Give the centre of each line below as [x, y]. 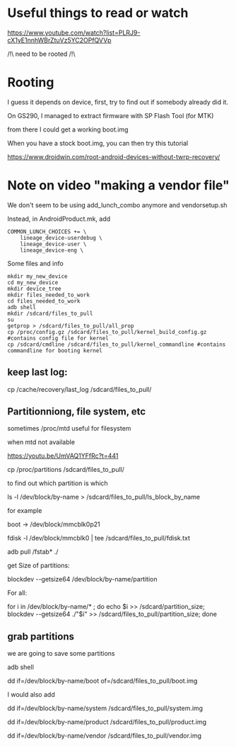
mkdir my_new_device [38, 276]
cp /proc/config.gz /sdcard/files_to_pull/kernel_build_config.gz [107, 332]
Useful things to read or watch [98, 13]
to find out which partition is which [58, 483]
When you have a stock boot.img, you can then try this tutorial [98, 143]
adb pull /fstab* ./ [33, 552]
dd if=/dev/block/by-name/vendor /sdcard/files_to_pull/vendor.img [105, 736]
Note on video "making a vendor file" [118, 186]
